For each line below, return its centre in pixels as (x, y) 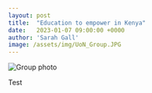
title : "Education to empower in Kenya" (77, 23)
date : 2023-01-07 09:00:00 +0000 (67, 30)
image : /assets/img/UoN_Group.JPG (65, 45)
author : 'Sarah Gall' (44, 37)
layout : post (30, 15)
